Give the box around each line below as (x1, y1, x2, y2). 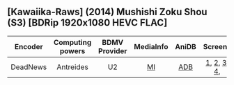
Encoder (14, 41, 43, 51)
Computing (53, 37, 92, 47)
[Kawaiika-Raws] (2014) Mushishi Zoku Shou (7, 6, 208, 18)
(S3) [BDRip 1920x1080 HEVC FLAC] (7, 17, 168, 29)
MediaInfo (134, 41, 169, 51)
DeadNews (10, 62, 47, 72)
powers (59, 46, 86, 55)
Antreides (56, 62, 88, 72)
